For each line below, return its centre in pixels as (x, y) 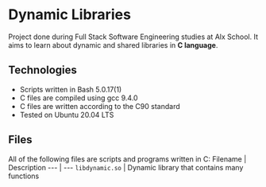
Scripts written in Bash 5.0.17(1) (71, 89)
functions (24, 176)
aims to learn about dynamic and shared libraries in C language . (113, 45)
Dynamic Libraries (69, 15)
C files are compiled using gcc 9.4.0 (79, 98)
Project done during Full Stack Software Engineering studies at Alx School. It (133, 37)
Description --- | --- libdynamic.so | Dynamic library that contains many (126, 167)
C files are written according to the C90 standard (100, 106)
